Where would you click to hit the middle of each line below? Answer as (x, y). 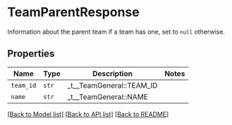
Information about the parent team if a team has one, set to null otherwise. (116, 32)
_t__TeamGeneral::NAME (108, 97)
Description (112, 73)
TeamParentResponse (73, 12)
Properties (31, 54)
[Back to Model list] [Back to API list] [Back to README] (88, 114)
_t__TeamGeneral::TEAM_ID (112, 85)
